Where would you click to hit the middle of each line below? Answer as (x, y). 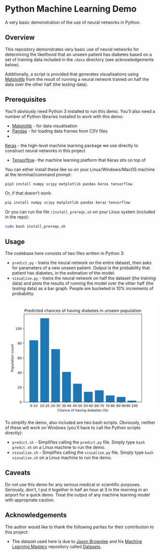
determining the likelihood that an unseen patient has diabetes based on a (78, 54)
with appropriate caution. (30, 500)
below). (13, 64)
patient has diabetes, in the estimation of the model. (64, 273)
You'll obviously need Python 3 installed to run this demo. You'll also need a (80, 111)
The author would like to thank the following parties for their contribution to (80, 527)
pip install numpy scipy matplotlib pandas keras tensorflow (68, 203)
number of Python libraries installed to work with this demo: (64, 116)
